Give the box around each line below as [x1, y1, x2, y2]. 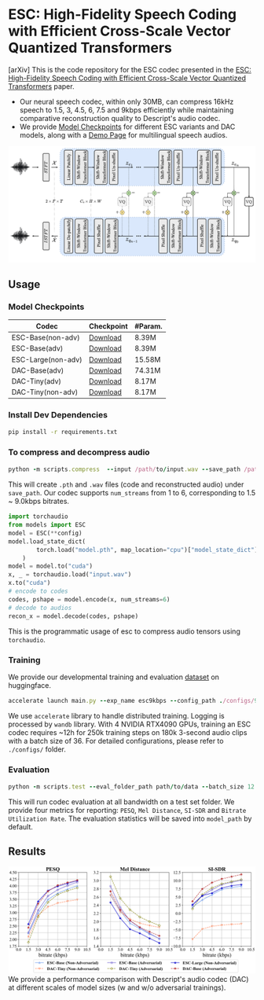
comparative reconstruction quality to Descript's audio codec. [19, 113, 221, 123]
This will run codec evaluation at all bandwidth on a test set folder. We [8, 796, 235, 807]
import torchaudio [8, 513, 68, 520]
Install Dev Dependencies [8, 409, 108, 420]
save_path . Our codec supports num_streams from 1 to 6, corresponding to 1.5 [8, 488, 256, 498]
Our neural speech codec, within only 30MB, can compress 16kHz [19, 97, 234, 106]
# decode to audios [8, 604, 72, 612]
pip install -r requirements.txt [8, 428, 118, 436]
